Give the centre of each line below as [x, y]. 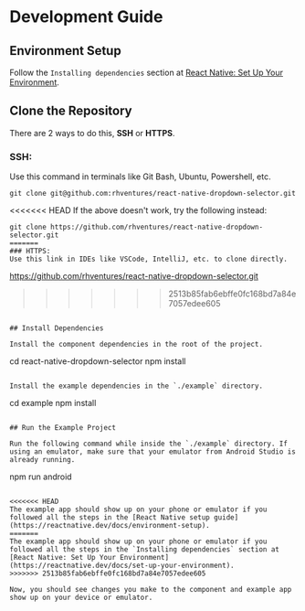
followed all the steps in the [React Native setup [110, 518]
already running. [42, 460]
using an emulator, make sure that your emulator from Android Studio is [153, 452]
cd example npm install [53, 403]
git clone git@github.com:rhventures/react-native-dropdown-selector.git [153, 194]
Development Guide [86, 17]
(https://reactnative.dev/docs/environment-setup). [110, 526]
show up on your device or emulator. [81, 598]
